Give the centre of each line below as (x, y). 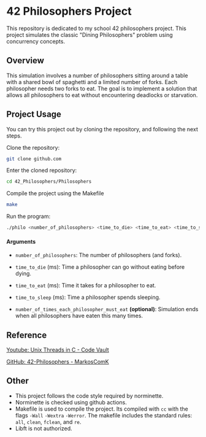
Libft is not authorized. (44, 428)
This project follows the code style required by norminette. (89, 396)
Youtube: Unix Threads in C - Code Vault (58, 350)
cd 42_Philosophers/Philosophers (49, 182)
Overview (25, 60)
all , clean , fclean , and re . (48, 422)
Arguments (21, 241)
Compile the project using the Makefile (55, 193)
